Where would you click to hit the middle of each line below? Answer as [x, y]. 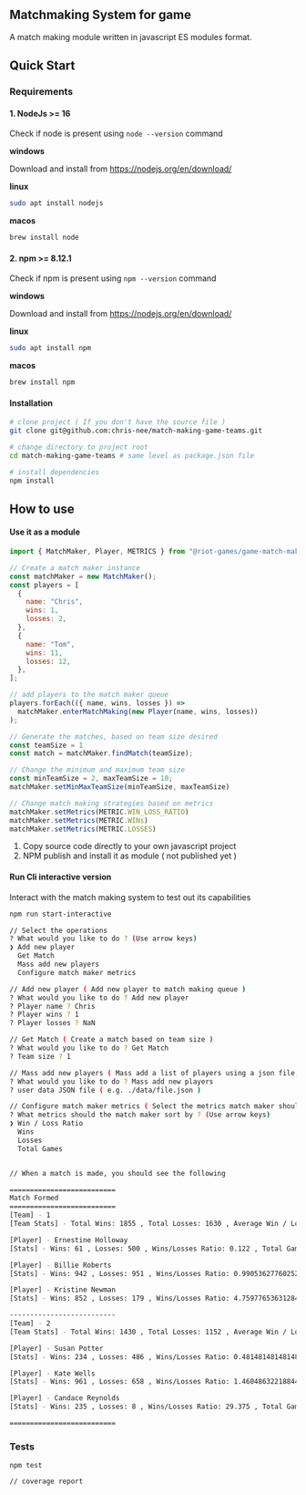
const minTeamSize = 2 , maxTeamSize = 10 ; [91, 779]
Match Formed [34, 1199]
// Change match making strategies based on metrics [112, 803]
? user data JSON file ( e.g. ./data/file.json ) [106, 1090]
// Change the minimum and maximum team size [97, 770]
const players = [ [44, 585]
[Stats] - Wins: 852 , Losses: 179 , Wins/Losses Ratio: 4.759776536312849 [156, 1299]
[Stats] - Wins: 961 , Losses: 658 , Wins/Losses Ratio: [120, 1382]
